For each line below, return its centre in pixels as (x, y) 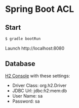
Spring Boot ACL (39, 9)
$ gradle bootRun (23, 39)
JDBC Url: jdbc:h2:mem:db (39, 91)
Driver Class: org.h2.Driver (39, 85)
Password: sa (26, 101)
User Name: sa (27, 96)
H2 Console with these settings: (38, 76)
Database (20, 64)
